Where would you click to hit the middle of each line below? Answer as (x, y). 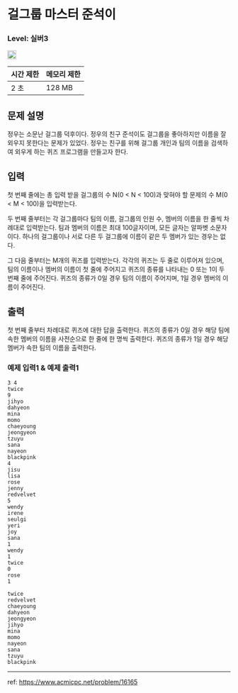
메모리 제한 (63, 74)
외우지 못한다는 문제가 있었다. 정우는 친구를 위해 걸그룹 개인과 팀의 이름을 (108, 143)
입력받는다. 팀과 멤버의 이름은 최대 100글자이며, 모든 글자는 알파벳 (117, 228)
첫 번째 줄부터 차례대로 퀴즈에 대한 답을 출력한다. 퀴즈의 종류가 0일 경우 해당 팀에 (119, 330)
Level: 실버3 (28, 38)
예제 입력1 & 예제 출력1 (43, 367)
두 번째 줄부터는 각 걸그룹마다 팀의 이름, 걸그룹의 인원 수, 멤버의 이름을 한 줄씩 (115, 219)
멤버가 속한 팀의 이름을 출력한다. (52, 348)
